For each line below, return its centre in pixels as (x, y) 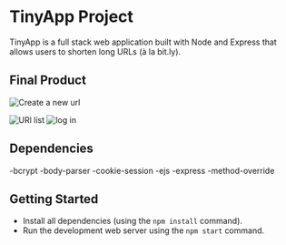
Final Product (48, 81)
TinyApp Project (72, 17)
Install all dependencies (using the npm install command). (133, 221)
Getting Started (54, 199)
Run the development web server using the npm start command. (143, 230)
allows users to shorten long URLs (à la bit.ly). (95, 51)
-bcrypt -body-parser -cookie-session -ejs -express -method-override (142, 170)
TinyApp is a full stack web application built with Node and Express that (143, 42)
